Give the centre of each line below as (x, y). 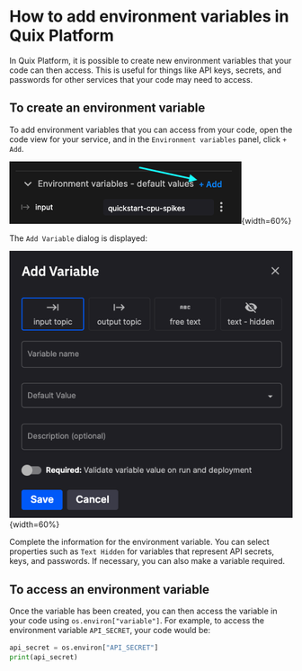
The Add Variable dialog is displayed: (79, 238)
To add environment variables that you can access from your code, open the (151, 130)
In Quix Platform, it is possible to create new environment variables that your (151, 60)
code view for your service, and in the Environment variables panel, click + (148, 139)
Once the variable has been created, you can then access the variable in (143, 611)
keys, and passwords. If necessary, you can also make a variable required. (147, 561)
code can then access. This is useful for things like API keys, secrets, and (145, 70)
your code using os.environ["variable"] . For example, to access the (137, 621)
